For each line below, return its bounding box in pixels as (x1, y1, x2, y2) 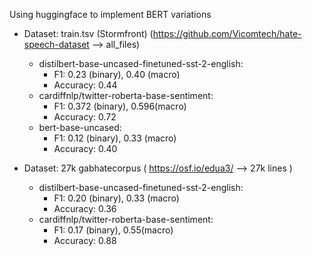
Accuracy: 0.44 (53, 79, 118, 91)
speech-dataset (23, 39, 90, 50)
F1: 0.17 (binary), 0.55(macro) (53, 224, 174, 236)
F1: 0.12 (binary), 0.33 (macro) (53, 132, 177, 144)
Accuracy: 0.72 (53, 111, 117, 123)
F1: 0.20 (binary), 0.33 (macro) (53, 192, 180, 204)
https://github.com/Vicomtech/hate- (152, 28, 302, 39)
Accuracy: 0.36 (53, 203, 117, 214)
